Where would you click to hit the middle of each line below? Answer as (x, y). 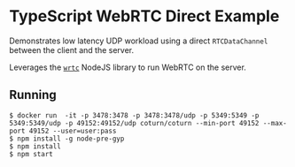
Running (33, 95)
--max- (275, 123)
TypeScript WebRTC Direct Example (144, 16)
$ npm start (31, 154)
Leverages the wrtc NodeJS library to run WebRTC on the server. (128, 67)
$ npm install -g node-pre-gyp (67, 139)
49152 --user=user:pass (73, 131)
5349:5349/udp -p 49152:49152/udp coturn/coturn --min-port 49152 (134, 123)
